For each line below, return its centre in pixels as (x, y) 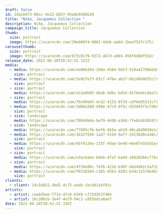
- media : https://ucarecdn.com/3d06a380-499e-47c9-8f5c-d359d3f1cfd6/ (84, 107)
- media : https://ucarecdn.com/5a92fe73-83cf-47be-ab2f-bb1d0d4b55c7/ (84, 79)
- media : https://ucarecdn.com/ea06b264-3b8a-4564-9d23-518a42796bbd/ (84, 70)
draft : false (19, 10)
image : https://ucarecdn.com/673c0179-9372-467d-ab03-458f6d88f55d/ (82, 56)
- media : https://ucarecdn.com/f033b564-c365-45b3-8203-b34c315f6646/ (84, 171)
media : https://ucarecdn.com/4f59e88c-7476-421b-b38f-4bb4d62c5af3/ (86, 167)
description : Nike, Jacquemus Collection (49, 24)
